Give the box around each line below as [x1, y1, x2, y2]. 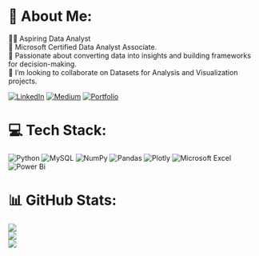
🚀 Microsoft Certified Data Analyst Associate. [8, 42, 157, 51]
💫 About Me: [8, 7, 93, 26]
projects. [8, 76, 38, 86]
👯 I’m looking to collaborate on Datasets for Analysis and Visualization [8, 67, 238, 77]
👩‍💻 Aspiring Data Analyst [8, 34, 91, 43]
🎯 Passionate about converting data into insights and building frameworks [8, 50, 252, 60]
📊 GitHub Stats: [8, 191, 118, 210]
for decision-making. [8, 59, 78, 69]
